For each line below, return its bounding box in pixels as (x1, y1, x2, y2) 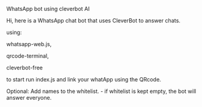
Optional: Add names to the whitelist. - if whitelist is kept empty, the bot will (6, 88, 196, 95)
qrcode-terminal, (6, 52, 49, 60)
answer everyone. (6, 94, 52, 101)
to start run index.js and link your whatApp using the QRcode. (6, 76, 162, 83)
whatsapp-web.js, (6, 41, 52, 47)
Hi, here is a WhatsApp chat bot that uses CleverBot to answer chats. (6, 17, 181, 24)
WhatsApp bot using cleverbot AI (6, 5, 90, 12)
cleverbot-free (6, 64, 43, 71)
